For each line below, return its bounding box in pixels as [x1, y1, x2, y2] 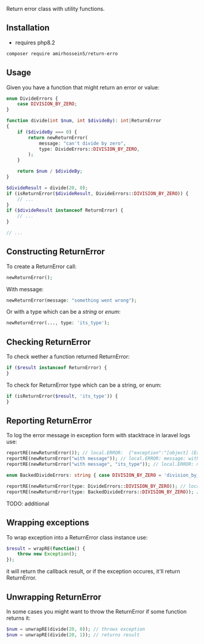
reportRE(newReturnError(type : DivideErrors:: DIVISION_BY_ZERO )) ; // [6, 483, 186, 489]
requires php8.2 [15, 39, 56, 46]
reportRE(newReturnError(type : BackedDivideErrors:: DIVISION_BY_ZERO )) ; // [6, 489, 202, 495]
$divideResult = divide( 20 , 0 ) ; [6, 185, 88, 191]
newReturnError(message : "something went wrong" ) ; [6, 297, 137, 303]
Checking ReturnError [6, 337, 91, 347]
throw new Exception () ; [17, 551, 78, 557]
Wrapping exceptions [6, 518, 90, 528]
